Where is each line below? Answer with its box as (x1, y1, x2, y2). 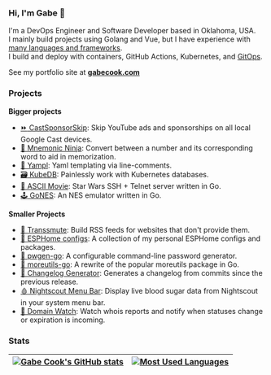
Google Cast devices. (20, 134, 93, 144)
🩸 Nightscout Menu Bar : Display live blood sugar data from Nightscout (20, 286, 259, 295)
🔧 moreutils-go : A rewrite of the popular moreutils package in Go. (20, 259, 240, 269)
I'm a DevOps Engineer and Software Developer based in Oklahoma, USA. (8, 26, 256, 36)
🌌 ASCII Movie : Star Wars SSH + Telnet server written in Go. (20, 181, 221, 190)
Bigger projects (8, 106, 63, 116)
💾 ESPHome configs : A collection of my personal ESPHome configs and (20, 233, 261, 243)
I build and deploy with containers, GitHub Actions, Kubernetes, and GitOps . (8, 52, 263, 62)
